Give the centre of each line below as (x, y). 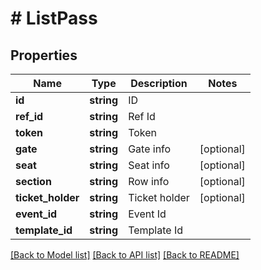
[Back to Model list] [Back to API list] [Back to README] (125, 255)
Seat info (149, 165)
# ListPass (54, 18)
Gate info (150, 149)
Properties (44, 55)
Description (159, 83)
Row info (149, 181)
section (33, 181)
